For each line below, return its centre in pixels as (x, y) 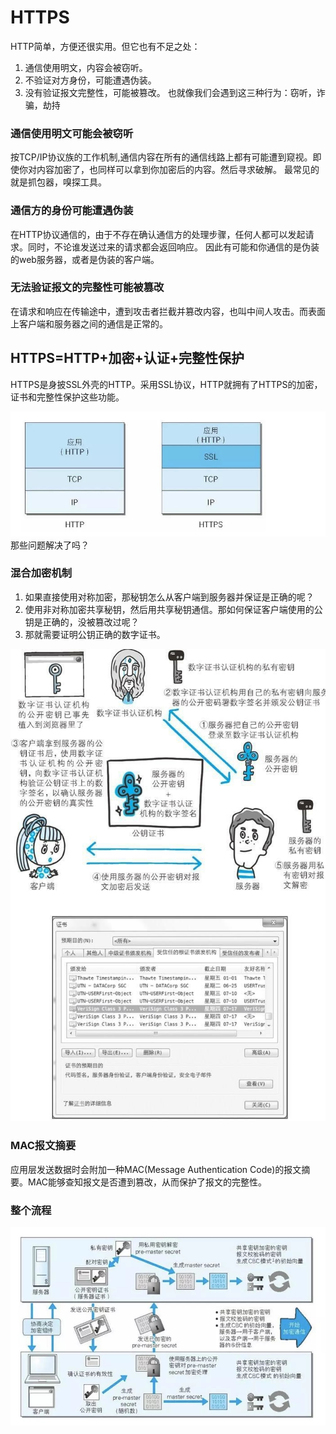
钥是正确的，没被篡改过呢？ (82, 622)
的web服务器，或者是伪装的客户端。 (85, 259)
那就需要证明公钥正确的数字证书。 (95, 634)
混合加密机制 (41, 573)
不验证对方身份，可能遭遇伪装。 (90, 80)
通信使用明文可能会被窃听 (72, 133)
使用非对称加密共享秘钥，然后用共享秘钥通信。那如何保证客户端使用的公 (173, 609)
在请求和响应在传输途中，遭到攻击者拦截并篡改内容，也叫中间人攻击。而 (159, 311)
